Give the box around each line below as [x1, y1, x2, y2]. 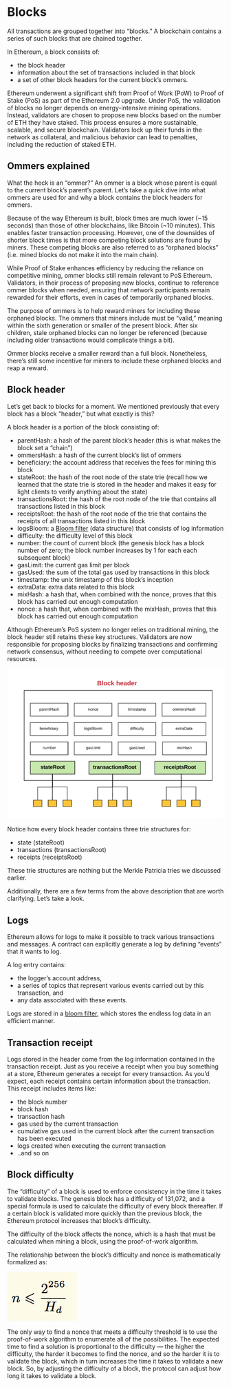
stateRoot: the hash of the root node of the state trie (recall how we [16, 473, 208, 481]
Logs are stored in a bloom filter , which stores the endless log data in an [7, 1009, 211, 1018]
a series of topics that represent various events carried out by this [16, 982, 204, 990]
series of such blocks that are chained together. [7, 34, 143, 42]
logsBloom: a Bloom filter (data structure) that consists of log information [16, 524, 224, 532]
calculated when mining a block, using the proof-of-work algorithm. [7, 1237, 199, 1245]
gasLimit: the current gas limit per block [16, 560, 130, 569]
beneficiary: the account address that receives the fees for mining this [16, 458, 217, 466]
